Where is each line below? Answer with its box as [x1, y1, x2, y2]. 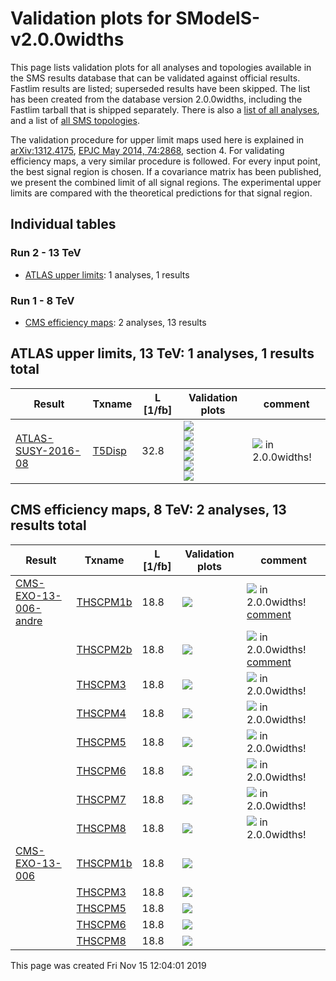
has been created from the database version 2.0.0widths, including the [10, 93, 303, 105]
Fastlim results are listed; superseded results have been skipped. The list [10, 82, 311, 94]
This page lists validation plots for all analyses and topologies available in [10, 61, 312, 73]
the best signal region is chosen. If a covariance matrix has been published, [10, 165, 322, 177]
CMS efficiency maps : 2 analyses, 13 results [24, 316, 207, 328]
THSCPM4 [76, 706, 127, 720]
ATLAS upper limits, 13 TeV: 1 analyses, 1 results [10, 345, 315, 362]
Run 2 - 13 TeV [10, 246, 82, 260]
